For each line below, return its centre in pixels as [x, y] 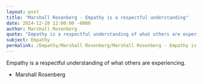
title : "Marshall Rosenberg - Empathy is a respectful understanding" [97, 18]
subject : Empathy [28, 40]
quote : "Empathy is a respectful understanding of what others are [93, 34]
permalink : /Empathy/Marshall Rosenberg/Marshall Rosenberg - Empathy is [102, 46]
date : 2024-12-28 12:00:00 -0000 [49, 23]
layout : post [23, 12]
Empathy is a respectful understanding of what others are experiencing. [96, 63]
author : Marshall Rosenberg [42, 29]
